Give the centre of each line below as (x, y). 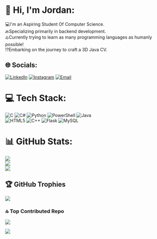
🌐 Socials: (21, 65)
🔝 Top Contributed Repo (35, 211)
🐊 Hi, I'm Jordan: (40, 10)
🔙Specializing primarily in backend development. (56, 31)
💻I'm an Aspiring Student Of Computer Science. (55, 24)
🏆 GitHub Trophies (36, 185)
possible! (14, 44)
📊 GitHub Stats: (39, 141)
